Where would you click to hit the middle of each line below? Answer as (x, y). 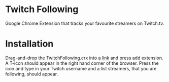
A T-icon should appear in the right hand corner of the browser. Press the (82, 63)
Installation (29, 44)
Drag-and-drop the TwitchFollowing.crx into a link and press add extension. (84, 58)
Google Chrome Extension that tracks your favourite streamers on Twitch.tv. (85, 23)
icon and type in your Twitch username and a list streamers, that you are (81, 68)
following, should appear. (32, 74)
